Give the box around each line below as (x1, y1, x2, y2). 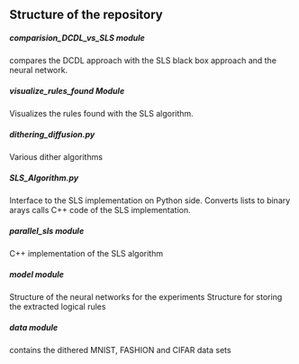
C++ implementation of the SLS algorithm (9, 248, 164, 259)
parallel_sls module (9, 225, 85, 236)
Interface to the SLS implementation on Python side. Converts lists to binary (9, 195, 291, 206)
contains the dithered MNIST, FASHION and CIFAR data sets (9, 345, 231, 356)
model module (9, 268, 65, 279)
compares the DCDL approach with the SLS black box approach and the (9, 55, 277, 66)
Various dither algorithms (9, 152, 104, 163)
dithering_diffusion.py (9, 128, 95, 139)
